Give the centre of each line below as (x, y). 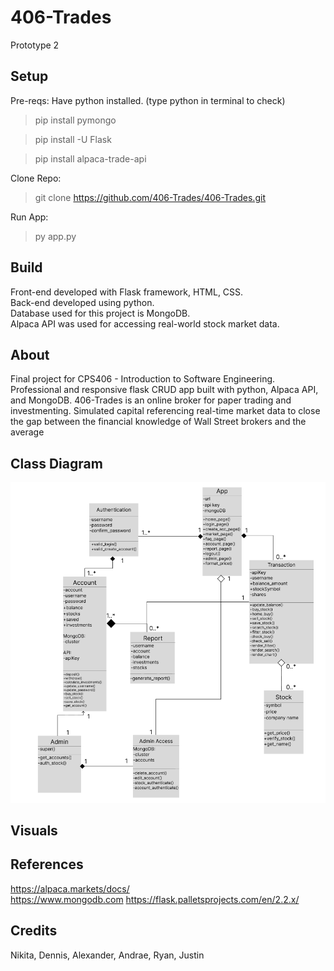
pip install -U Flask (73, 139)
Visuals (34, 831)
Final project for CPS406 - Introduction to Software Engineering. (143, 379)
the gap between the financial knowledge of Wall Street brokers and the (158, 422)
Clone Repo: (36, 178)
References (47, 864)
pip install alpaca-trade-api (90, 158)
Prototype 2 (35, 45)
